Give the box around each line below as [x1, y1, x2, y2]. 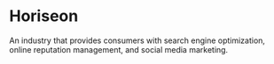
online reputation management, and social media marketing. [9, 44, 229, 54]
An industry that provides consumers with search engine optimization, [9, 35, 266, 46]
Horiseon [9, 6, 79, 26]
